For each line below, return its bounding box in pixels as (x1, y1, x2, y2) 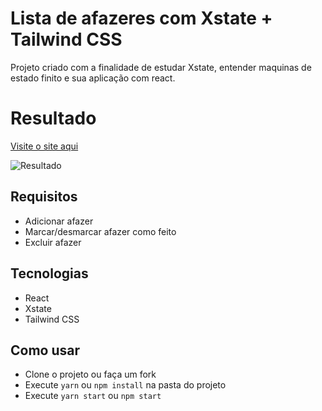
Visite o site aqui (10, 140, 79, 152)
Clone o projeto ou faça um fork (24, 368, 157, 381)
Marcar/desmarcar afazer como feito (24, 225, 177, 237)
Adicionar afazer (24, 215, 94, 227)
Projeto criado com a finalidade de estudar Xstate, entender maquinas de (10, 61, 312, 73)
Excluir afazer (24, 236, 82, 248)
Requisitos (10, 188, 78, 206)
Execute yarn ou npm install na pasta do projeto (24, 379, 227, 391)
